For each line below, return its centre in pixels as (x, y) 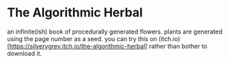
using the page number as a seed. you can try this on (82, 38)
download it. (25, 53)
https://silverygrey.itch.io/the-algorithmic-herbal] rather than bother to (108, 46)
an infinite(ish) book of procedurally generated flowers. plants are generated (115, 32)
